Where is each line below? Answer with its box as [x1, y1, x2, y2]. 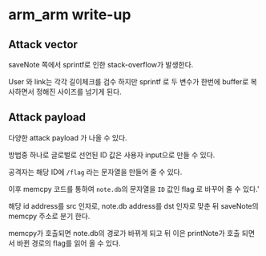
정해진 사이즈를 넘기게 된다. [35, 87, 122, 96]
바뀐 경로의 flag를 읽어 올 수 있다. [16, 238, 122, 248]
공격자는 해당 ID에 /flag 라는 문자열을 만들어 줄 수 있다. [8, 167, 183, 177]
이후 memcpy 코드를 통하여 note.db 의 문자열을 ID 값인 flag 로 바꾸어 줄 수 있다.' [8, 184, 260, 193]
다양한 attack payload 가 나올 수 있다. [8, 132, 127, 142]
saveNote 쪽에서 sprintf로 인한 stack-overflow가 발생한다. [8, 60, 194, 69]
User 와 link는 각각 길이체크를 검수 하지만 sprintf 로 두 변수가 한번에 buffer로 [8, 77, 249, 86]
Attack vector [8, 38, 79, 51]
